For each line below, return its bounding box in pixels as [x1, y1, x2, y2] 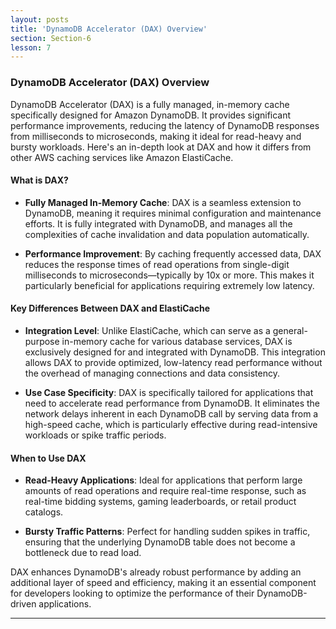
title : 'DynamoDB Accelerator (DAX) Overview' [10, 24, 208, 34]
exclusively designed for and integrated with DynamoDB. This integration [24, 346, 326, 358]
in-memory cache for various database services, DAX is [61, 335, 293, 347]
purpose [24, 335, 60, 347]
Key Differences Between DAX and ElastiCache [10, 302, 211, 315]
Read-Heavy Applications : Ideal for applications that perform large [24, 474, 303, 486]
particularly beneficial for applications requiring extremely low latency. [24, 279, 315, 291]
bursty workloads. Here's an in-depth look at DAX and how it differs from [10, 141, 312, 153]
